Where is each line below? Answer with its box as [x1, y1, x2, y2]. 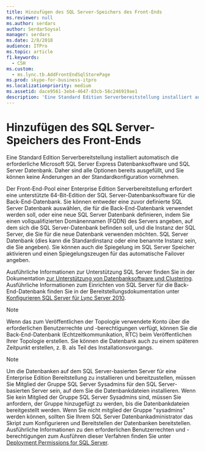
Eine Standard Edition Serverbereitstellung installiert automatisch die [6, 153, 179, 161]
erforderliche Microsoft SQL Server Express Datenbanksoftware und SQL [6, 160, 190, 167]
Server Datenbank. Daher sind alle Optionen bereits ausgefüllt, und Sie [6, 166, 184, 174]
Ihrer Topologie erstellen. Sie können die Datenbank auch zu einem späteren [6, 337, 199, 344]
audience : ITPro [6, 43, 48, 49]
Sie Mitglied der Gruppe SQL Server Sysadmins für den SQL [6, 380, 157, 388]
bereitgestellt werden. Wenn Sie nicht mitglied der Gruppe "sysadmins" [6, 406, 185, 414]
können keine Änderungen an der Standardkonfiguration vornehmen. [6, 173, 180, 180]
